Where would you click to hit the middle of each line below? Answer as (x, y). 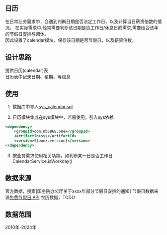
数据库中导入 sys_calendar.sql (42, 107)
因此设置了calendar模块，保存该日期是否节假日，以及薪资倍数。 (71, 40)
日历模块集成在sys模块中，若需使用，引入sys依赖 (63, 117)
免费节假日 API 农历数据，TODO (42, 197)
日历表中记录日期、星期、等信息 (38, 76)
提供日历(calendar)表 (27, 70)
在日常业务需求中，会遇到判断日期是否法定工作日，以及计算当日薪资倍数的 (81, 21)
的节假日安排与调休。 (27, 34)
